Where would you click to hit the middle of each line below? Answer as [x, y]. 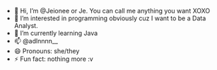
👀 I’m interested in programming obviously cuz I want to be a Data [110, 18]
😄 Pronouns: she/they [47, 51]
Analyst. [26, 26]
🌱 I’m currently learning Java [56, 33]
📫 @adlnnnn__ [36, 41]
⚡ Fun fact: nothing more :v [53, 59]
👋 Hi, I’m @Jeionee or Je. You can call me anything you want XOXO [112, 11]
